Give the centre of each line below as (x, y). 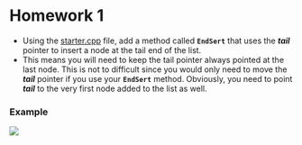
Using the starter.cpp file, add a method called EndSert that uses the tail (156, 41)
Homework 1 (57, 16)
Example (29, 112)
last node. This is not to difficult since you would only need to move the (155, 69)
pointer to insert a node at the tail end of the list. (112, 50)
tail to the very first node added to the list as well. (114, 88)
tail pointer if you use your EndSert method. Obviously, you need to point (157, 78)
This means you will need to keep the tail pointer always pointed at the (153, 59)
